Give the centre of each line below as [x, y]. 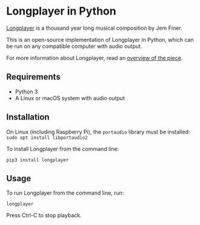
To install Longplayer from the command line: [63, 149]
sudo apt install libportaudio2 [47, 138]
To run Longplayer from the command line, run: [65, 193]
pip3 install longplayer [38, 160]
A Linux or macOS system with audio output [70, 98]
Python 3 [26, 92]
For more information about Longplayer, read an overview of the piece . [95, 58]
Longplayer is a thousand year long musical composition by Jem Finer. [94, 28]
